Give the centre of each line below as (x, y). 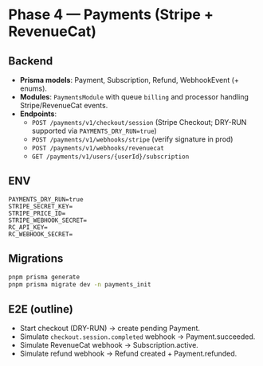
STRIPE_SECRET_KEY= (41, 206)
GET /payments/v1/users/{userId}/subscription (110, 157)
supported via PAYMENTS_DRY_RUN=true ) (94, 130)
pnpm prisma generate (44, 277)
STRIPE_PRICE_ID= (37, 213)
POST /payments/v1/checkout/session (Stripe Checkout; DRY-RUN (139, 122)
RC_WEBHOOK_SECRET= (41, 234)
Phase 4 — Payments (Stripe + (111, 15)
